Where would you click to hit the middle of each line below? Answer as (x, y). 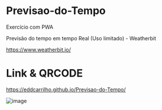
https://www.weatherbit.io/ (39, 49)
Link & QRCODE (45, 73)
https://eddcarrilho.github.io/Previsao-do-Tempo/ (66, 90)
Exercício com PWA (30, 27)
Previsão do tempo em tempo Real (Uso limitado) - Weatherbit (81, 38)
